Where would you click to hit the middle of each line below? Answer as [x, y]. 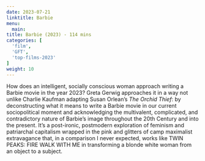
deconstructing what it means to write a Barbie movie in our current [91, 106]
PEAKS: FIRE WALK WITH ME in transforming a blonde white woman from [99, 145]
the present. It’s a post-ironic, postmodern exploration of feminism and [95, 125]
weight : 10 [20, 69]
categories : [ [24, 40]
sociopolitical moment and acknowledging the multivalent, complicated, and [102, 112]
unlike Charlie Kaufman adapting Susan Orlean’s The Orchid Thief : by [94, 99]
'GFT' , [20, 52]
